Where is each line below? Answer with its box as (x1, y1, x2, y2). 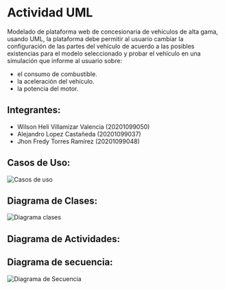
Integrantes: (7, 104, 61, 116)
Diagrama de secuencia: (7, 256, 113, 268)
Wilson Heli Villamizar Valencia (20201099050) (16, 122, 150, 131)
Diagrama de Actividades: (7, 233, 120, 245)
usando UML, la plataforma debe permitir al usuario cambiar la (7, 34, 184, 43)
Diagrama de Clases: (7, 195, 98, 206)
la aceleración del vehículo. (16, 77, 95, 85)
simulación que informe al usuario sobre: (7, 56, 122, 64)
